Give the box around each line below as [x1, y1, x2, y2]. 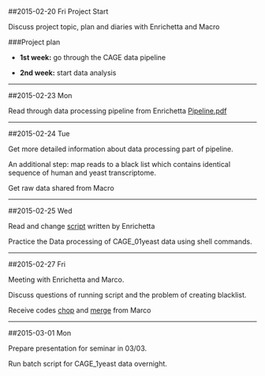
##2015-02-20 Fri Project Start [8, 7, 109, 16]
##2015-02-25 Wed [8, 206, 73, 215]
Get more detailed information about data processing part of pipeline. [8, 144, 234, 154]
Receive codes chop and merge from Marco [8, 306, 151, 315]
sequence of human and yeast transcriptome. [8, 168, 156, 177]
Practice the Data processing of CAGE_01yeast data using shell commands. [8, 237, 252, 246]
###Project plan [8, 37, 61, 47]
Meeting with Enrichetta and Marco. [8, 275, 125, 284]
